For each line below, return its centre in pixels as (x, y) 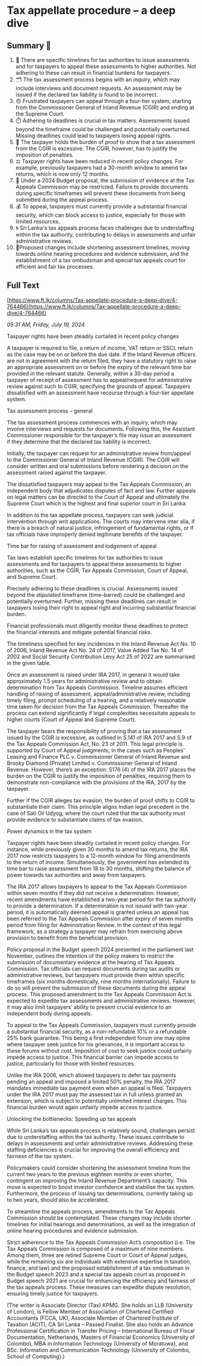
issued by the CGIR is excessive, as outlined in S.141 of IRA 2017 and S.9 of (99, 737)
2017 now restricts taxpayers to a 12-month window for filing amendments (99, 855)
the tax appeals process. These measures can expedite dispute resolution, (99, 1287)
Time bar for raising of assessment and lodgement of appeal (82, 546)
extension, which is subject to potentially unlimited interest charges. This (97, 1100)
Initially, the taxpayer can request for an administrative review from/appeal (99, 453)
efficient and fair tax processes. (55, 267)
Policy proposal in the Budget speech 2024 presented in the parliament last (100, 949)
